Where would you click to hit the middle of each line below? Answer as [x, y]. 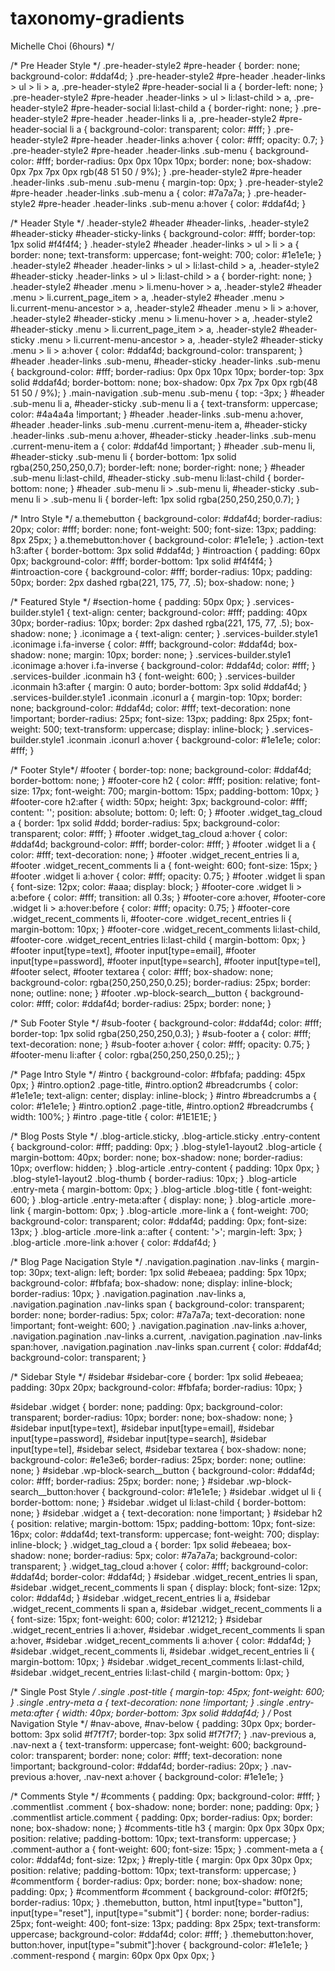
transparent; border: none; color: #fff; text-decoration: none [159, 1755]
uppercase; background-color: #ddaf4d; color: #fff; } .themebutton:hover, [162, 1934]
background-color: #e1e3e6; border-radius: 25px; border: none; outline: [158, 1459]
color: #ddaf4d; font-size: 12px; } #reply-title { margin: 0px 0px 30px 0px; [161, 1859]
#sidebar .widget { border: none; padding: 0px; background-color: [146, 1406]
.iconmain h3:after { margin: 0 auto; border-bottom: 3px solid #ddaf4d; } [159, 686]
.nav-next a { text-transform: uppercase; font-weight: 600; [131, 1744]
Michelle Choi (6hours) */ [62, 46]
